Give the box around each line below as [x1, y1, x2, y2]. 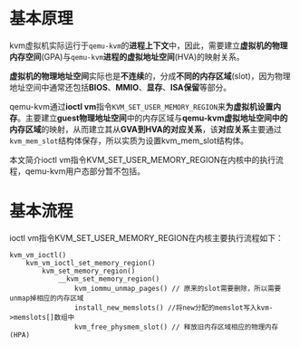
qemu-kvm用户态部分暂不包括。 [24, 165, 145, 177]
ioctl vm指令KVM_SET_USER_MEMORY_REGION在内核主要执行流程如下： [9, 232, 284, 243]
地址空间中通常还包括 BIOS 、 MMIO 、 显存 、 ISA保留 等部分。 [9, 82, 232, 92]
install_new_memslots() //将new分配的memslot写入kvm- [73, 303, 274, 313]
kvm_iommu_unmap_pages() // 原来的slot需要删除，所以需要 [73, 284, 282, 293]
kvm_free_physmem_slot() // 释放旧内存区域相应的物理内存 [73, 323, 279, 332]
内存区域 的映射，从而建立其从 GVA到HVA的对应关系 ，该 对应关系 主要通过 [9, 123, 283, 134]
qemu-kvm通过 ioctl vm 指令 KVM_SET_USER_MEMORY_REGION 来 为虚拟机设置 [9, 101, 274, 111]
